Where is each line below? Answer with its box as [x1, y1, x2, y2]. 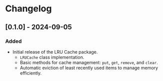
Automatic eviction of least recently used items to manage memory [19, 65, 158, 71]
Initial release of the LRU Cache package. [12, 49, 98, 55]
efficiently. [19, 70, 42, 76]
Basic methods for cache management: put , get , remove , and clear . [19, 59, 158, 65]
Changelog [5, 3, 52, 14]
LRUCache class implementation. [19, 54, 84, 60]
